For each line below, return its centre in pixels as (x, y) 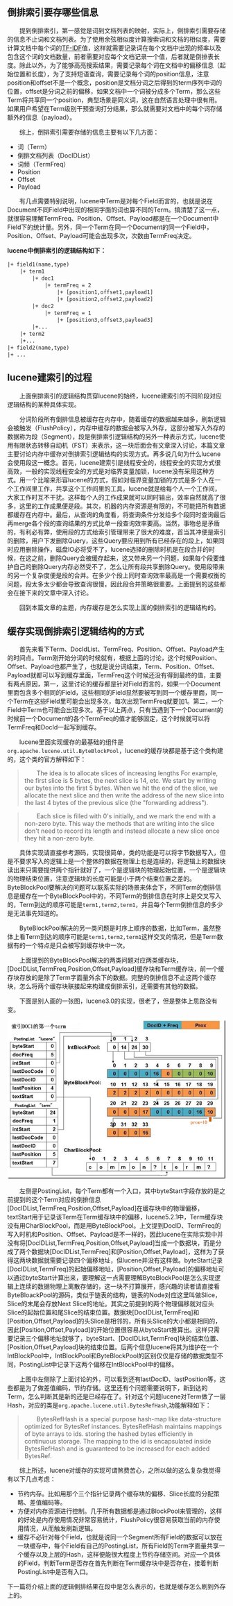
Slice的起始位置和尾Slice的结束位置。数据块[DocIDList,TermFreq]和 (103, 1312)
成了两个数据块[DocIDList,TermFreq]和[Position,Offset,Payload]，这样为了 (113, 1252)
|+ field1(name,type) (38, 264)
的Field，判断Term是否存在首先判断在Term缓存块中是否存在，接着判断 (118, 1563)
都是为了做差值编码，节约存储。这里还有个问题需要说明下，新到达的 (110, 1388)
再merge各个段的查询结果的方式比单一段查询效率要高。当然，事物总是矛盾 (114, 523)
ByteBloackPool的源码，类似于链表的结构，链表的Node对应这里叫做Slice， (114, 1295)
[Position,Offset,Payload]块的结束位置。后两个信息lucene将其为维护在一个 (113, 1347)
